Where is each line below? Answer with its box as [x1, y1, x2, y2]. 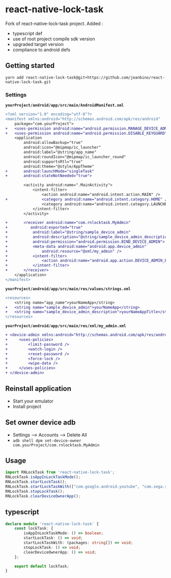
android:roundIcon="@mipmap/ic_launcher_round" [23, 154, 126, 159]
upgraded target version [12, 41, 64, 47]
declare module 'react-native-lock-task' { [5, 521, 99, 526]
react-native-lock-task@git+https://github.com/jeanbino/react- [25, 75, 165, 80]
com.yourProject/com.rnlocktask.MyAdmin [12, 442, 100, 447]
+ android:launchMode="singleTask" [5, 168, 95, 174]
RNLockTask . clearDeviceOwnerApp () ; [5, 493, 81, 498]
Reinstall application [5, 384, 72, 393]
